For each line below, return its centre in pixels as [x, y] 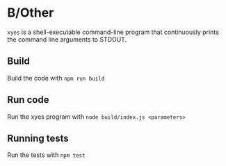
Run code [28, 100]
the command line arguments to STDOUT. [67, 39]
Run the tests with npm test [46, 155]
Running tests [38, 138]
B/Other [31, 13]
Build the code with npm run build [56, 78]
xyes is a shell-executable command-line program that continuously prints [113, 32]
